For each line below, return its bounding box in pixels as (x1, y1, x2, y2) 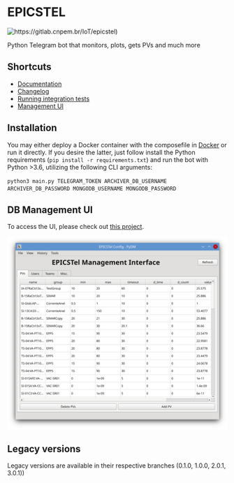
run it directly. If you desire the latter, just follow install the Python (7, 148, 196, 156)
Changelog (17, 87, 50, 95)
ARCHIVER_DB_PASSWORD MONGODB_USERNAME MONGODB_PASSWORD (7, 185, 177, 192)
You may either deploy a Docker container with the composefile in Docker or (7, 140, 227, 149)
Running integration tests (17, 94, 90, 103)
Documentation (17, 80, 62, 88)
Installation (7, 122, 57, 134)
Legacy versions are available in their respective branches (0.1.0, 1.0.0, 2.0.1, (7, 461, 226, 470)
